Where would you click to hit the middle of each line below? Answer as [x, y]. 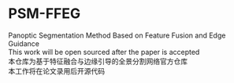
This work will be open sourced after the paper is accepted [104, 52]
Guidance [24, 43]
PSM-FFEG [45, 14]
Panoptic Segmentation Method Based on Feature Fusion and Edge [117, 35]
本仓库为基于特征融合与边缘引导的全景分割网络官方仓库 [98, 61]
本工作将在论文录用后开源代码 [56, 70]
